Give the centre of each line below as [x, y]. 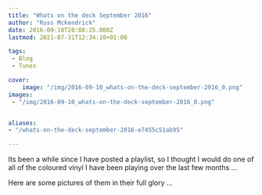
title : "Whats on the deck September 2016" [80, 15]
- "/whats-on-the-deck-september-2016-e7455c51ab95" [96, 130]
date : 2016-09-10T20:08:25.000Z [61, 30]
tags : [17, 52]
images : [21, 95]
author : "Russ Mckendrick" [52, 23]
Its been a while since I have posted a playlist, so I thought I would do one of [131, 159]
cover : [19, 80]
